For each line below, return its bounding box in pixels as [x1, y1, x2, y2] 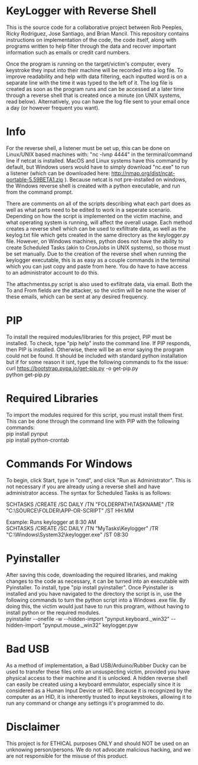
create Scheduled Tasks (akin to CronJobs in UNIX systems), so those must [6, 244, 191, 251]
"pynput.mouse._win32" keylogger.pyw [42, 621, 138, 628]
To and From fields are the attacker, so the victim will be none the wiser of [6, 287, 186, 294]
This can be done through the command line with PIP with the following [6, 417, 180, 424]
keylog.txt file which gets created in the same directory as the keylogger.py [6, 231, 190, 238]
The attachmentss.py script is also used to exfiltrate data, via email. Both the [6, 280, 193, 287]
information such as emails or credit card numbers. [6, 48, 131, 56]
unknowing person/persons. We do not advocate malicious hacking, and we [6, 746, 191, 753]
